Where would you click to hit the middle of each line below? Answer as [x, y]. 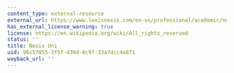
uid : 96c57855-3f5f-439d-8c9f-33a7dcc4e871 [71, 53]
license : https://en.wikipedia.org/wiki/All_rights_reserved [98, 33]
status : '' [23, 40]
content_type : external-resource [56, 14]
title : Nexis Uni [32, 46]
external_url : [28, 20]
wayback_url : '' [31, 59]
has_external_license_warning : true [60, 26]
